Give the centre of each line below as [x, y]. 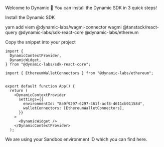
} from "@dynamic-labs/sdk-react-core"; [48, 64]
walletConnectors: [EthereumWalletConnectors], [74, 108]
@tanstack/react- [141, 27]
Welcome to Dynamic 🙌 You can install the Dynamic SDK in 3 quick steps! [81, 8]
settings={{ [31, 99]
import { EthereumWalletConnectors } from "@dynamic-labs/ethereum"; [79, 73]
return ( [19, 90]
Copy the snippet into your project [41, 42]
